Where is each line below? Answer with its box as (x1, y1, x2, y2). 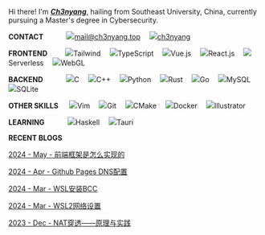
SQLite (16, 85, 39, 93)
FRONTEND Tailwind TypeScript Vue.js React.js (8, 48, 235, 58)
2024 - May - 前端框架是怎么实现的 (8, 150, 125, 159)
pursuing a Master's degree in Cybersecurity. (8, 15, 159, 25)
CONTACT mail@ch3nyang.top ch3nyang (8, 32, 191, 41)
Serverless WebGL (8, 58, 86, 68)
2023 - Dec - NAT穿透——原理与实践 (8, 218, 131, 228)
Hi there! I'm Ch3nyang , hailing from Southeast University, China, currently (8, 7, 257, 16)
